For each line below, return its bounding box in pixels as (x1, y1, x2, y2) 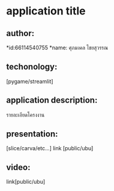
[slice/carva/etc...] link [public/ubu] (6, 145, 94, 152)
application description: (6, 95, 98, 106)
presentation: (6, 129, 58, 139)
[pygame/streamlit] (6, 77, 53, 85)
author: (6, 28, 35, 38)
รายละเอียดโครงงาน (6, 111, 45, 118)
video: (6, 162, 31, 172)
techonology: (6, 62, 58, 72)
